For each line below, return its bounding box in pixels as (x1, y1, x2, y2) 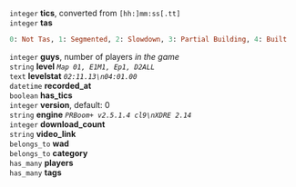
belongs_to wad (9, 138, 70, 149)
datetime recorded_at (9, 80, 92, 91)
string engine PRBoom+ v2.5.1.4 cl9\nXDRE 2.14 (9, 109, 192, 120)
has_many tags (9, 167, 62, 178)
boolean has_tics (9, 90, 73, 101)
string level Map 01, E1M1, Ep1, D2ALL (9, 61, 155, 72)
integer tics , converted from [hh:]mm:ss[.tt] (9, 8, 181, 18)
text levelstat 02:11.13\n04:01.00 (9, 70, 138, 81)
